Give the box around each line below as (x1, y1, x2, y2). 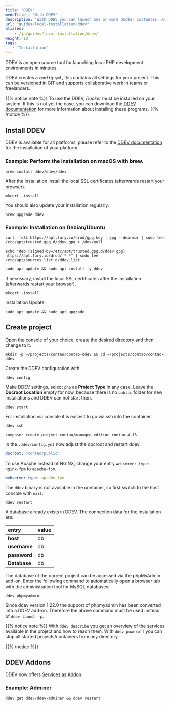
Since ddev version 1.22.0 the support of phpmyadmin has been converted (5, 602, 161, 608)
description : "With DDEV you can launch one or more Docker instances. (5, 17, 159, 22)
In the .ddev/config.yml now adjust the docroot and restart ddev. (5, 441, 141, 447)
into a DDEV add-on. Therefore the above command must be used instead (5, 607, 160, 613)
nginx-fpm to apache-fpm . (5, 466, 57, 472)
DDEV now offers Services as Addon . (5, 671, 83, 678)
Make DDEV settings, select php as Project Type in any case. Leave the (5, 384, 154, 390)
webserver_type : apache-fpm (5, 475, 65, 480)
